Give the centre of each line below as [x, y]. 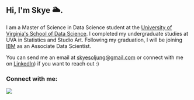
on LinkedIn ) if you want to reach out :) [53, 63]
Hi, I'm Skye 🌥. [34, 10]
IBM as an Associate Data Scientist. [49, 46]
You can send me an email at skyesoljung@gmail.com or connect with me [95, 57]
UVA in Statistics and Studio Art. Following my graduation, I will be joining [94, 40]
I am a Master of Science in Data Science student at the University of [89, 27]
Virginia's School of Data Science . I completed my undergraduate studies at [97, 33]
